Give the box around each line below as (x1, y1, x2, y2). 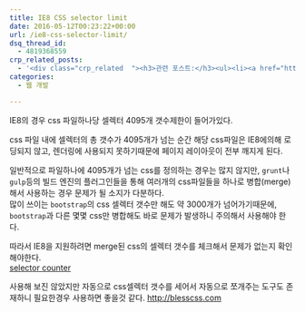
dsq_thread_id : (9, 38, 67, 48)
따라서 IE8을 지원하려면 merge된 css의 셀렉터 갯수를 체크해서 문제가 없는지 (9, 240, 277, 251)
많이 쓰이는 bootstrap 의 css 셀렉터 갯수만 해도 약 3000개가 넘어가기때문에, (9, 199, 277, 210)
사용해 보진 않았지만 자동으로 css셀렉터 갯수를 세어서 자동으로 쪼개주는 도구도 (9, 280, 284, 291)
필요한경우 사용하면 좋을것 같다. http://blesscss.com (33, 292, 222, 303)
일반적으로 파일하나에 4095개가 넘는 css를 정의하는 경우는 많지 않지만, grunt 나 (9, 164, 290, 175)
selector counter (9, 262, 71, 273)
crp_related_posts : (9, 55, 84, 64)
